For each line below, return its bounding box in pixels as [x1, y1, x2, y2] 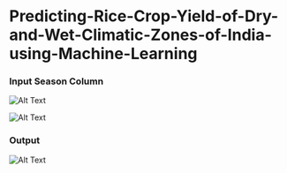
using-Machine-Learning [9, 44, 198, 64]
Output [9, 134, 41, 147]
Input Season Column [9, 75, 104, 87]
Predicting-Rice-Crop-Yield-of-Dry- [9, 6, 279, 26]
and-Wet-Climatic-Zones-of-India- [9, 25, 272, 45]
